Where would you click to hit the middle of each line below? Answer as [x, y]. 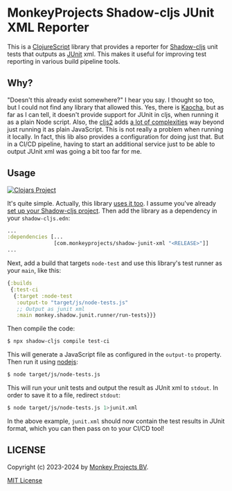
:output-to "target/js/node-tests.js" [72, 303]
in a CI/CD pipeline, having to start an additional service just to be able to [111, 144]
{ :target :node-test [43, 296]
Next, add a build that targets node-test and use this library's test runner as [115, 263]
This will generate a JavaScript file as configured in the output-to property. [114, 355]
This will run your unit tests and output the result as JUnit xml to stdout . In [113, 388]
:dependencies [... [35, 237]
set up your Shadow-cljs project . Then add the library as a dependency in [112, 211]
